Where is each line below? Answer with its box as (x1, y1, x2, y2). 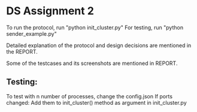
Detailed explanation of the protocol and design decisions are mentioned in (6, 42, 192, 49)
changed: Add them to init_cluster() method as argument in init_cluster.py (6, 99, 187, 106)
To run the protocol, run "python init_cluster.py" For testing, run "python (6, 24, 184, 31)
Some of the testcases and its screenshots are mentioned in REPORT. (6, 60, 178, 67)
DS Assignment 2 (6, 4, 95, 18)
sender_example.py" (6, 30, 57, 37)
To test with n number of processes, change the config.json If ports (6, 92, 172, 99)
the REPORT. (6, 48, 38, 55)
